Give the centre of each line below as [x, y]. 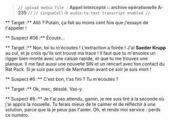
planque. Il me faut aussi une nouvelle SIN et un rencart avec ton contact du [85, 64]
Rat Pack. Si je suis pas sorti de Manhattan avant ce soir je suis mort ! [78, 69]
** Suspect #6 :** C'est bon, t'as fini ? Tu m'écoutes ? [62, 79]
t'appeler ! [16, 28]
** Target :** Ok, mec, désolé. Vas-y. [44, 89]
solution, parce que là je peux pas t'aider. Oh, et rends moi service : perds [83, 110]
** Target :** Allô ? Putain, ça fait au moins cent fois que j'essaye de [77, 23]
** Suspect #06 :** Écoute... [35, 38]
